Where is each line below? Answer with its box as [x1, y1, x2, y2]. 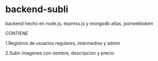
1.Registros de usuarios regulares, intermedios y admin [5, 40, 121, 46]
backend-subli [5, 4, 69, 15]
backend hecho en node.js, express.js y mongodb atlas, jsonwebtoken [5, 20, 153, 26]
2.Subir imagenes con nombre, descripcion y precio [5, 50, 115, 56]
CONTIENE [5, 30, 29, 36]
